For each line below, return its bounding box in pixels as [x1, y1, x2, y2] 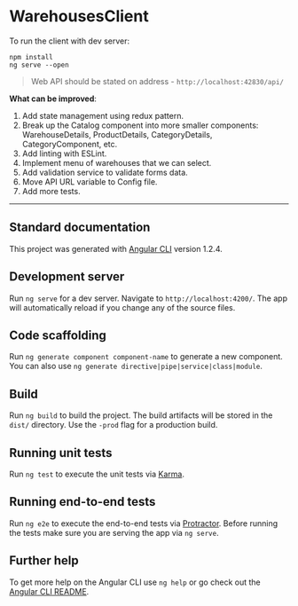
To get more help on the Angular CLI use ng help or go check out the [9, 577, 261, 587]
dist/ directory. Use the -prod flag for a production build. [9, 420, 218, 430]
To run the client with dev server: [9, 35, 130, 46]
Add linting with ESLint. [21, 148, 107, 159]
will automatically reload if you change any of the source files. [9, 302, 236, 312]
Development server [9, 269, 125, 285]
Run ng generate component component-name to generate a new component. [9, 351, 284, 362]
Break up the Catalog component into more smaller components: [21, 120, 259, 130]
